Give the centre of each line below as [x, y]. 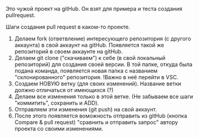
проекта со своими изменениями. [59, 129]
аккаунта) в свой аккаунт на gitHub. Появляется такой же [89, 45]
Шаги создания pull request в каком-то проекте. [68, 27]
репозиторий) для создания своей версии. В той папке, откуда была [103, 64]
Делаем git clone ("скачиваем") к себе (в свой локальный [90, 58]
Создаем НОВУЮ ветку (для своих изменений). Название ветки [98, 84]
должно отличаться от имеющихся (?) [64, 90]
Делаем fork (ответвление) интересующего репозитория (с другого [103, 38]
